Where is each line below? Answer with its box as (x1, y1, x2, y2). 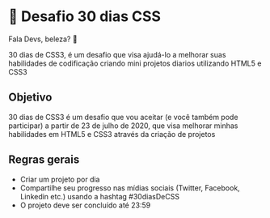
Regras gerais (8, 153, 80, 167)
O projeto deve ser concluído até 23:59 (19, 200, 151, 210)
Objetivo (8, 91, 53, 105)
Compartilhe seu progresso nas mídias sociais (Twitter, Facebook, (19, 182, 240, 193)
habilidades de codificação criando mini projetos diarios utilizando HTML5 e (8, 58, 262, 68)
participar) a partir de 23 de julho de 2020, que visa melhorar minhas (8, 121, 238, 130)
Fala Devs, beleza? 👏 (8, 34, 78, 44)
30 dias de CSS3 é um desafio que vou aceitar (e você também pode (8, 112, 238, 122)
